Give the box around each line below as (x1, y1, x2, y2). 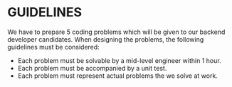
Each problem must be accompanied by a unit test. (17, 64, 167, 72)
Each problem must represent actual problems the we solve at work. (17, 71, 218, 80)
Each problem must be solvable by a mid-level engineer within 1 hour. (17, 56, 222, 64)
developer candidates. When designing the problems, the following (7, 35, 204, 43)
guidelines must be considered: (7, 42, 100, 51)
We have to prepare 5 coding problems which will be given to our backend (7, 28, 226, 36)
